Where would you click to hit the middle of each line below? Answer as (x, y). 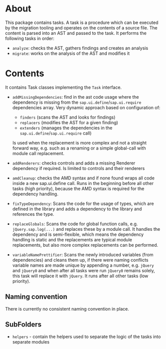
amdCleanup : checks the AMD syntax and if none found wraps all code (83, 178)
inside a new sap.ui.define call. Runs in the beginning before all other (83, 183)
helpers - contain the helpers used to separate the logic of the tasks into (86, 337)
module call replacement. (38, 153)
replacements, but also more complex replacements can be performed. (85, 245)
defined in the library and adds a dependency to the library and (77, 209)
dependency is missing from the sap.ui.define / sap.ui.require (77, 102)
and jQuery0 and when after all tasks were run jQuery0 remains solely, (83, 270)
